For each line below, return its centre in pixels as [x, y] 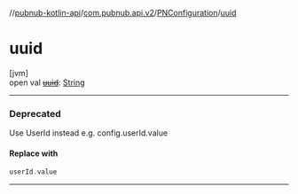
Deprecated [35, 113]
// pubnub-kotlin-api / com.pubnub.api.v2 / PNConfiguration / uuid [123, 13]
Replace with [34, 153]
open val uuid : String [47, 82]
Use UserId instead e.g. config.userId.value [89, 133]
